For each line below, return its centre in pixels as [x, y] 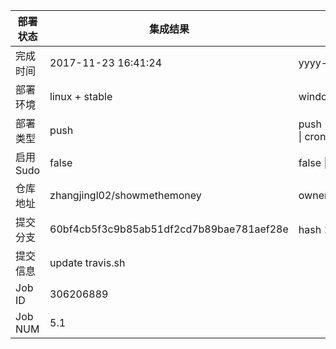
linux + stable [81, 96]
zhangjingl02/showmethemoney [125, 195]
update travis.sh [87, 262]
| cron [312, 136]
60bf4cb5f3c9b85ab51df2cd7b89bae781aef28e [169, 229]
